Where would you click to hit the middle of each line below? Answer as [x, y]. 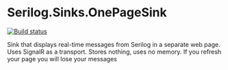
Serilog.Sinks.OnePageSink [87, 13]
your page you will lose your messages [62, 58]
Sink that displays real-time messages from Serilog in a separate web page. [114, 44]
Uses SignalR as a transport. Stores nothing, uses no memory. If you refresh [114, 52]
